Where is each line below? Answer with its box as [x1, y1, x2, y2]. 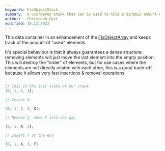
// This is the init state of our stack [5, 84, 89, 89]
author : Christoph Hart [5, 16, 58, 21]
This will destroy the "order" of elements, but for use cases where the [5, 60, 146, 65]
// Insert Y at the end [5, 133, 54, 138]
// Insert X [5, 97, 29, 102]
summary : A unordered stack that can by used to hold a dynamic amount [5, 12, 157, 17]
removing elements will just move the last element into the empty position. [5, 55, 155, 60]
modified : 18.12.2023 [5, 21, 50, 26]
